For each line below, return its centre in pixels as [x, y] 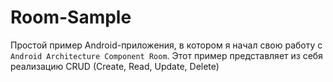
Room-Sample [71, 17]
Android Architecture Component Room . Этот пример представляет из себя [166, 55]
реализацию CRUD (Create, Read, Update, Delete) [115, 66]
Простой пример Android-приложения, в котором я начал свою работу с [166, 45]
